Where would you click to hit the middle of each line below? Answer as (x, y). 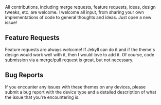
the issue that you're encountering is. (42, 97)
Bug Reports (24, 75)
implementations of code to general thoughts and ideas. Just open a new (78, 17)
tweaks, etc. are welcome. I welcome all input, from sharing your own (75, 12)
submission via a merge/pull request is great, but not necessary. (69, 60)
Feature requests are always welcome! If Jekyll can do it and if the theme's (80, 49)
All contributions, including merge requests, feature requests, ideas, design (80, 7)
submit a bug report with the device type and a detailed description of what (81, 92)
